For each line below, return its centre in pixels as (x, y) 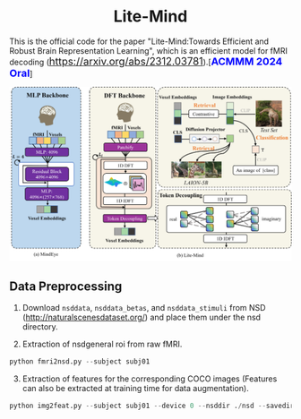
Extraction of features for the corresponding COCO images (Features (150, 379)
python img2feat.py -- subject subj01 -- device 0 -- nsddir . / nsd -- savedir (152, 406)
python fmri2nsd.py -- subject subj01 (80, 362)
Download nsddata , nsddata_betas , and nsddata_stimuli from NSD (144, 308)
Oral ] (21, 73)
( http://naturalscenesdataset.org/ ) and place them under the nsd (142, 317)
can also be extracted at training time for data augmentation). (135, 389)
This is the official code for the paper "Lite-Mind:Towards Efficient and (139, 41)
